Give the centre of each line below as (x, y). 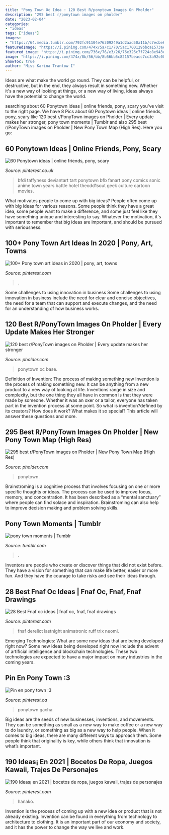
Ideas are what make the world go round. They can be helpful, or (72, 80)
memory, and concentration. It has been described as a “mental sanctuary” (83, 497)
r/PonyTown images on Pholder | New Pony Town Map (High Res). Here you (84, 128)
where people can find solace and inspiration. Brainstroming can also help (82, 503)
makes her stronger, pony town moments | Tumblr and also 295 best (76, 122)
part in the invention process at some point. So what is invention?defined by (84, 405)
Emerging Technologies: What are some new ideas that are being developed (84, 641)
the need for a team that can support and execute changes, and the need (81, 303)
